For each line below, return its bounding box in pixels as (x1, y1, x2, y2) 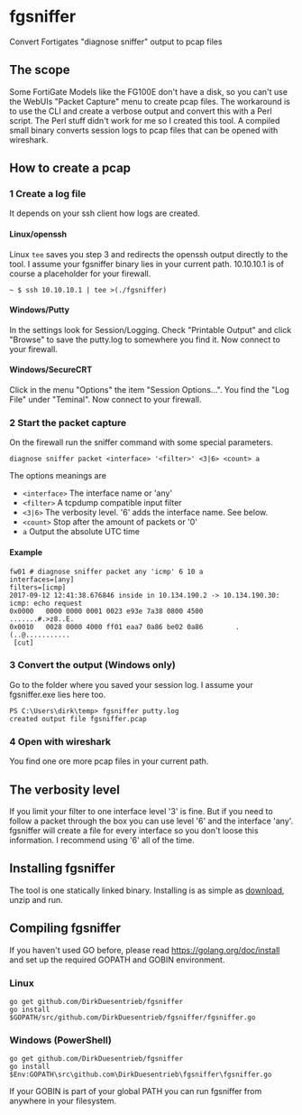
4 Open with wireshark (9, 735, 111, 748)
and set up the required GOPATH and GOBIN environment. (9, 954, 225, 965)
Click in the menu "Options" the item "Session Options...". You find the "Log (9, 385, 290, 395)
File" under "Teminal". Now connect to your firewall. (9, 395, 202, 405)
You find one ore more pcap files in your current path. (9, 756, 209, 767)
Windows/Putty (9, 304, 70, 315)
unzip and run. (9, 894, 63, 905)
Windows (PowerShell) (9, 1034, 113, 1046)
